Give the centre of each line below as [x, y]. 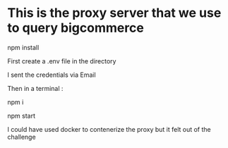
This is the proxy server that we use [114, 13]
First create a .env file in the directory [62, 61]
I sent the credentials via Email [52, 75]
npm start [22, 116]
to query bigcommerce [76, 28]
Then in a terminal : [35, 88]
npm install [23, 47]
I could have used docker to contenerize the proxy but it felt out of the [109, 129]
